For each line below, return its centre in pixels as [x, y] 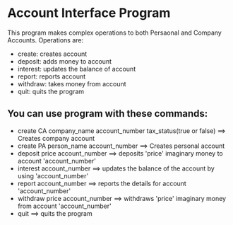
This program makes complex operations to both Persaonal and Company [115, 33]
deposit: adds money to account [64, 61]
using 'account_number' [53, 175]
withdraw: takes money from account [72, 83]
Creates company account [56, 138]
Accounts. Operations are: [46, 40]
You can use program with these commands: [108, 114]
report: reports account [52, 76]
